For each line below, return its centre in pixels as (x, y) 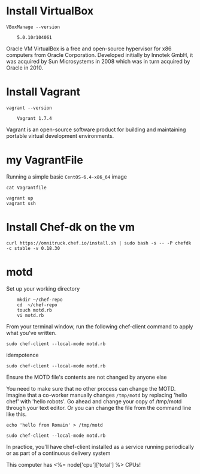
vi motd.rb (31, 315)
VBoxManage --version (33, 27)
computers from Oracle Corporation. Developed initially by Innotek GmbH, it (100, 55)
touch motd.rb (34, 310)
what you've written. (31, 333)
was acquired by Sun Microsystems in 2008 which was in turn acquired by (98, 61)
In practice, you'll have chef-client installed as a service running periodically (100, 446)
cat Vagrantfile (26, 188)
